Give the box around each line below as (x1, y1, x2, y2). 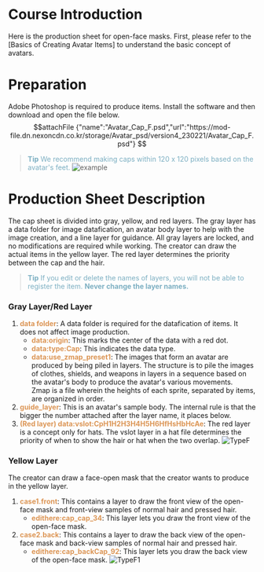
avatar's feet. (27, 163, 71, 172)
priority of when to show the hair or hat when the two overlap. (19, 436, 221, 445)
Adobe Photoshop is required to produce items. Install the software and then (8, 101, 255, 111)
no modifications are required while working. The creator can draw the (8, 241, 237, 251)
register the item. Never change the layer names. (27, 281, 189, 291)
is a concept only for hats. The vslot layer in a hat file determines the (19, 427, 242, 437)
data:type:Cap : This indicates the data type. (31, 344, 176, 354)
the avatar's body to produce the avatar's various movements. (31, 377, 233, 387)
